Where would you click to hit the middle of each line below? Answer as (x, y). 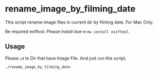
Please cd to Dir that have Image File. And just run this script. (66, 58)
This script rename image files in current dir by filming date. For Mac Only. (79, 22)
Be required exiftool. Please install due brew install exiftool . (68, 31)
